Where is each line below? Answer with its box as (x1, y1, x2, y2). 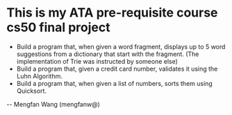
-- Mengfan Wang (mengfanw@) (6, 100, 100, 108)
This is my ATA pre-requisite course (6, 5, 218, 21)
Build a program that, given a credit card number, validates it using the (16, 64, 218, 73)
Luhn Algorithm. (16, 71, 63, 80)
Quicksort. (16, 87, 47, 95)
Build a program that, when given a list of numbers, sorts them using (16, 79, 213, 87)
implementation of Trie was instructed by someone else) (16, 57, 179, 65)
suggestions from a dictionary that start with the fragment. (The (16, 50, 199, 58)
